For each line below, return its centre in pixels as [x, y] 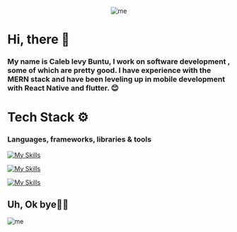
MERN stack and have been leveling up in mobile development [116, 79]
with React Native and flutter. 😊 [63, 88]
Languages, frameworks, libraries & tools [80, 139]
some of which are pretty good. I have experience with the [109, 71]
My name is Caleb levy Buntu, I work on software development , [119, 62]
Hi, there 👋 [39, 40]
